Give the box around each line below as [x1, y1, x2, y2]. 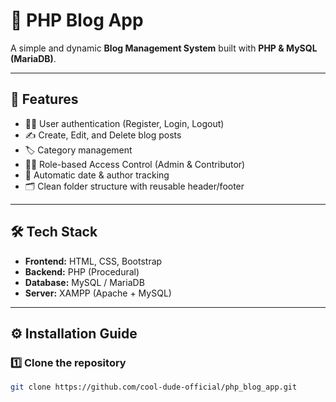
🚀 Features [10, 91, 79, 108]
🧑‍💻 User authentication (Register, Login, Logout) [24, 117, 225, 129]
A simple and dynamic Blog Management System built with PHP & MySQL [10, 42, 318, 54]
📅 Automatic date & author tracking [24, 169, 170, 181]
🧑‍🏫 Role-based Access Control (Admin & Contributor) [24, 158, 246, 170]
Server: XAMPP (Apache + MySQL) [24, 287, 172, 299]
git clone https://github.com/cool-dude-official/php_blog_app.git [10, 382, 298, 393]
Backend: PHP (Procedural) [24, 265, 140, 278]
